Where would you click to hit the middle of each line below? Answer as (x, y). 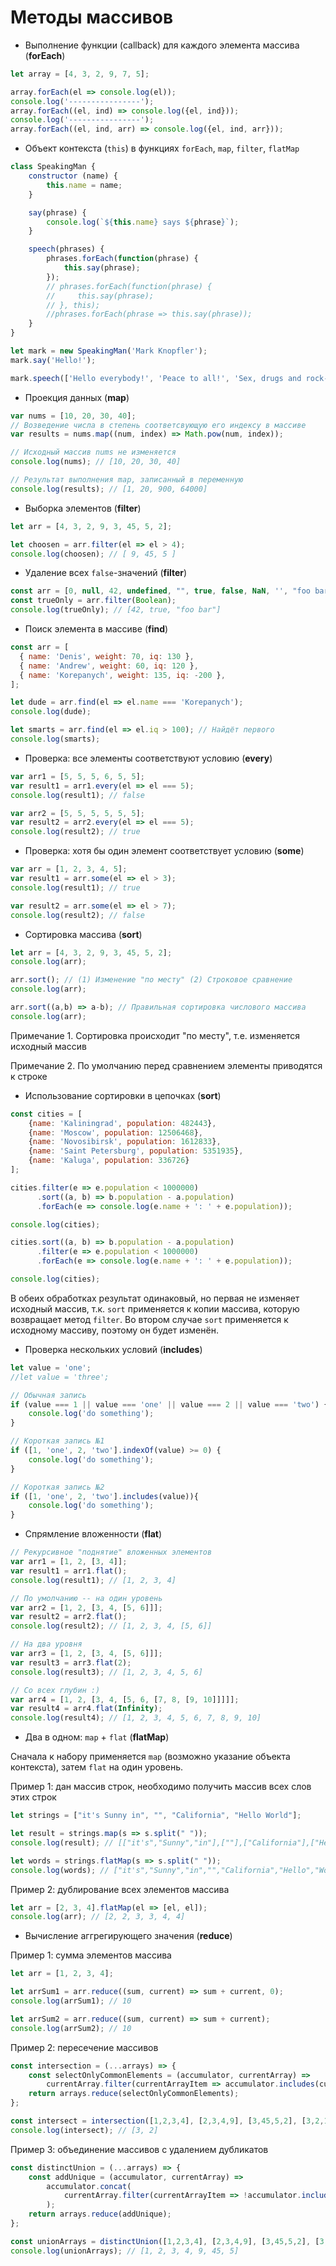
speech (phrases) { (66, 249)
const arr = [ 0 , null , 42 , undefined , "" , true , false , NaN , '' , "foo (160, 591)
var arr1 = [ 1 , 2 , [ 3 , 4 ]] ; (69, 1562)
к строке (29, 1076)
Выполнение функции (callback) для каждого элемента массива (162, 45)
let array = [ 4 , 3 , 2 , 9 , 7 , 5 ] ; (80, 74)
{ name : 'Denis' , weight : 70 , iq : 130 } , (107, 656)
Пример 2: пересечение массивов (84, 2047)
